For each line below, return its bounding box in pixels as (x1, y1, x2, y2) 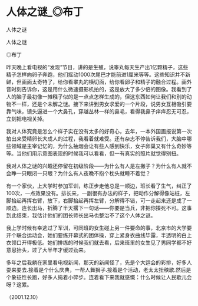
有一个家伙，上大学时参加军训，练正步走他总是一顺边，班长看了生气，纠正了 (6, 182, 192, 189)
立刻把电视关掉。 (6, 115, 48, 122)
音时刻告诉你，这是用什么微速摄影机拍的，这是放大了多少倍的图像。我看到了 (6, 85, 192, 93)
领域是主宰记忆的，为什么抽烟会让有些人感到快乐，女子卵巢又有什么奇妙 (11, 142, 187, 149)
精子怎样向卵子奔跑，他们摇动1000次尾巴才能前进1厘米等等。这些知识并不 (6, 71, 186, 78)
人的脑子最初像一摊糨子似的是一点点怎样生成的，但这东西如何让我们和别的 (6, 93, 187, 100)
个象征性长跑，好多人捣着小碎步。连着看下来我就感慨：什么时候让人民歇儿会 (6, 274, 192, 281)
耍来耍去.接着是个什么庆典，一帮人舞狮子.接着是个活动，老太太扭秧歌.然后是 (6, 266, 192, 273)
